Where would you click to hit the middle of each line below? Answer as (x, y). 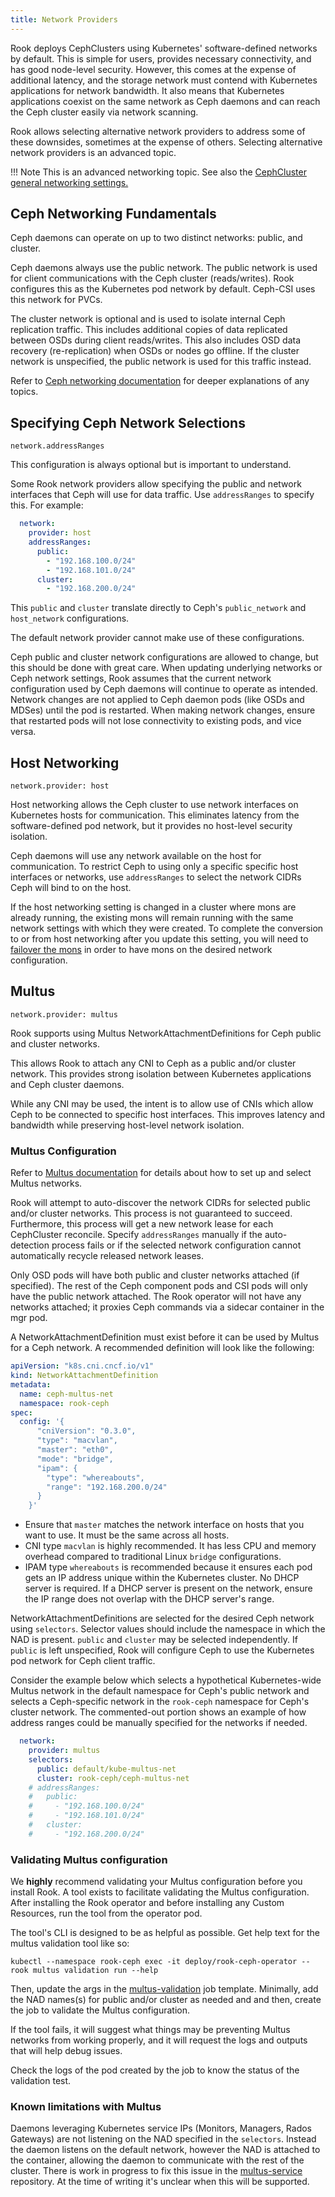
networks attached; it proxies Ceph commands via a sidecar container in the (167, 1307)
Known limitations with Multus (86, 2107)
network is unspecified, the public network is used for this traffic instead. (161, 362)
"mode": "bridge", (75, 1459)
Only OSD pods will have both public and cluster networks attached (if (155, 1275)
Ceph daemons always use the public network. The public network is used (164, 268)
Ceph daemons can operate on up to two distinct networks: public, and (156, 238)
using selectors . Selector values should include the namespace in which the (168, 1629)
